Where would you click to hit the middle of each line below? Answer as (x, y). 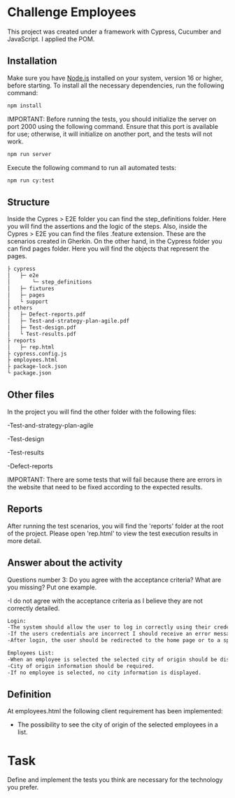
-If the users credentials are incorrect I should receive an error (109, 634)
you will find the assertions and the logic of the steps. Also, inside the (107, 226)
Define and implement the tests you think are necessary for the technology (115, 780)
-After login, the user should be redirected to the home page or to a (114, 640)
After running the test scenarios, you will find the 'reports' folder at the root (115, 526)
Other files (31, 395)
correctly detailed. (34, 608)
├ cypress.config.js (37, 353)
